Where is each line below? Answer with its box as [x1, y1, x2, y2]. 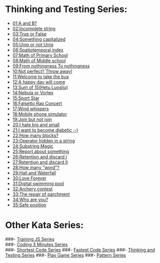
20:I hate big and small [12, 122, 60, 128]
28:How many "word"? [12, 164, 60, 170]
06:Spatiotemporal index [12, 47, 64, 53]
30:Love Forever [12, 175, 47, 181]
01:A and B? [12, 20, 37, 26]
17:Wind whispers [12, 106, 49, 112]
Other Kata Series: [5, 220, 84, 231]
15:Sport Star [12, 95, 40, 101]
